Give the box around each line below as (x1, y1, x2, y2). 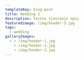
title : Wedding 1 (5, 12, 40, 16)
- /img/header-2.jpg (14, 43, 55, 48)
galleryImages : (5, 34, 36, 39)
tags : (5, 25, 16, 30)
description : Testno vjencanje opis (5, 16, 79, 21)
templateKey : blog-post (5, 7, 53, 12)
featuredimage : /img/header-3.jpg (5, 20, 75, 26)
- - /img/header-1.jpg (9, 39, 55, 44)
